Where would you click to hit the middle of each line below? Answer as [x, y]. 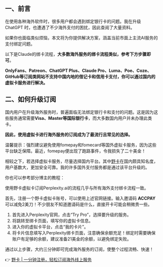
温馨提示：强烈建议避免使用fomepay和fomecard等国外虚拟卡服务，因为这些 [81, 145]
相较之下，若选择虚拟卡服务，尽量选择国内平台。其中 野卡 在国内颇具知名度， [81, 161]
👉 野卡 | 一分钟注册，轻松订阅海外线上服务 [49, 259]
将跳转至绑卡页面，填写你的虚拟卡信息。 [52, 220]
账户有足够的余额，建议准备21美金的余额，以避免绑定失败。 [72, 239]
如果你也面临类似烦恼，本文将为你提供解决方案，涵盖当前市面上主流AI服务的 [81, 37]
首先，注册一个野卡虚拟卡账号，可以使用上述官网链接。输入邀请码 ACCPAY [81, 198]
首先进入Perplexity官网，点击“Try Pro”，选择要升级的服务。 [72, 215]
